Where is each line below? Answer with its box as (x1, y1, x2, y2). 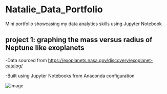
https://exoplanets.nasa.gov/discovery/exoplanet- (48, 57, 153, 63)
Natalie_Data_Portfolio (5, 4, 103, 15)
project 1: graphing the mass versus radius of (5, 35, 153, 44)
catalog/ (5, 63, 23, 69)
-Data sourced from (5, 57, 47, 63)
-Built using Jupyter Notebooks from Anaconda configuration (5, 72, 135, 79)
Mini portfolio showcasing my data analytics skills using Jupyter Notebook (5, 21, 162, 27)
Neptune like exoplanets (5, 44, 85, 52)
